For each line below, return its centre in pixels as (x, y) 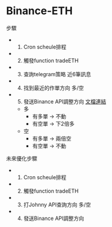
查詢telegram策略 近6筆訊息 (57, 74)
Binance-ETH (39, 11)
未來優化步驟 (22, 158)
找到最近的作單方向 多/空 (54, 87)
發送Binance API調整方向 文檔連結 (65, 101)
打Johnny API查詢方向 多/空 (57, 205)
